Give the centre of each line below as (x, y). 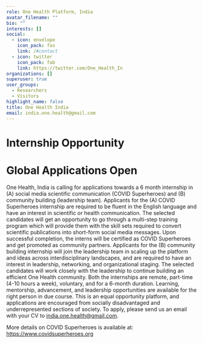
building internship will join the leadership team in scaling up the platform (97, 251)
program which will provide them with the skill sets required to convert (94, 226)
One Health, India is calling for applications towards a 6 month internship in (100, 187)
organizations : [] (29, 74)
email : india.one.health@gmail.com (51, 113)
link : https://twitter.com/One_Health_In (70, 68)
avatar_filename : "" (32, 18)
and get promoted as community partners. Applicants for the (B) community (101, 245)
